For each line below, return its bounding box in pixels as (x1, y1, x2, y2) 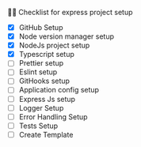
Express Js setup (18, 94, 76, 104)
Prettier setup (18, 58, 64, 68)
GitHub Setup (18, 23, 63, 32)
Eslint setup (18, 67, 58, 77)
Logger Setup (18, 103, 64, 112)
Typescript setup (18, 50, 74, 59)
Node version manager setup (18, 32, 115, 41)
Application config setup (18, 85, 100, 95)
